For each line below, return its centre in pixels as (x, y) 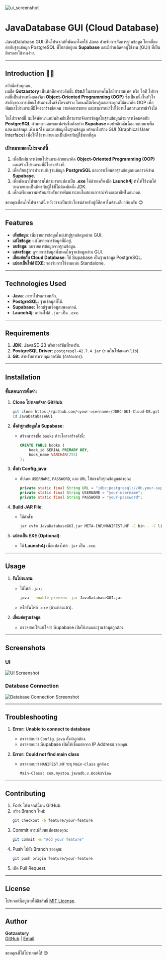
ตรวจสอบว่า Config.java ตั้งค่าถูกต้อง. (53, 739)
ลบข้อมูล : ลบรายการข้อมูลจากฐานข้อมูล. (44, 246)
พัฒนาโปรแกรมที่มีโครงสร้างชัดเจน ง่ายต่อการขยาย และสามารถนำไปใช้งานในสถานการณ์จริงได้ (81, 108)
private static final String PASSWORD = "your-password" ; (81, 497)
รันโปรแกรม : (23, 578)
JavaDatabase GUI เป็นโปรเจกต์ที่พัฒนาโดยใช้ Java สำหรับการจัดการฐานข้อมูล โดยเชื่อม (82, 41)
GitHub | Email (20, 939)
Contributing (25, 793)
